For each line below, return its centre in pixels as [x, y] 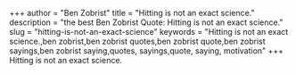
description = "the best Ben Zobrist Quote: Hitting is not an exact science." [146, 22]
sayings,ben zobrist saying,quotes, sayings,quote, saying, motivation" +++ [146, 51]
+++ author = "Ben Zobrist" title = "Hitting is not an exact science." [132, 13]
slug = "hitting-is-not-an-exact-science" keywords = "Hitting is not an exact [149, 32]
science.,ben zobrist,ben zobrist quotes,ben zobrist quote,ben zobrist [137, 41]
